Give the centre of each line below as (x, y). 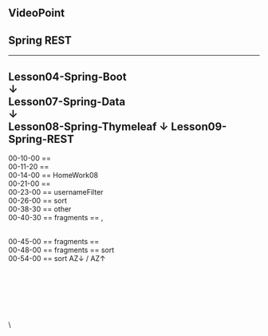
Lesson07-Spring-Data (67, 102)
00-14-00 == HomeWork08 (53, 176)
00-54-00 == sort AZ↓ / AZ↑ (57, 259)
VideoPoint (37, 13)
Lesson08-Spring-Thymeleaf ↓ (89, 126)
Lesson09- (199, 126)
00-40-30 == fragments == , (56, 218)
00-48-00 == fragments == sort (61, 250)
